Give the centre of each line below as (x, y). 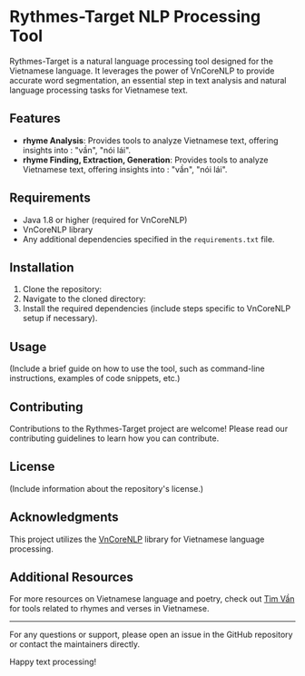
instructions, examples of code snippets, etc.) (95, 378)
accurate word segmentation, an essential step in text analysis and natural (148, 80)
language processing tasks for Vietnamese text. (99, 90)
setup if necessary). (60, 318)
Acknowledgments (64, 518)
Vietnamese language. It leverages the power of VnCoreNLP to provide (142, 71)
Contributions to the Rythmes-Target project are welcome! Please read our (149, 429)
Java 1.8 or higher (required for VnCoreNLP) (105, 220)
